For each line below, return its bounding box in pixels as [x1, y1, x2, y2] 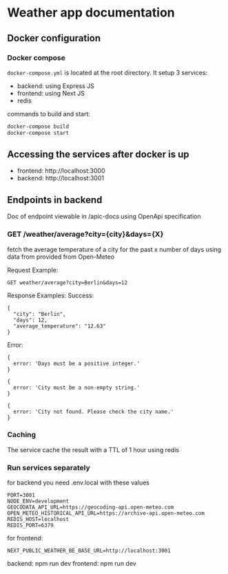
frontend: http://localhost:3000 [17, 167, 105, 175]
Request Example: [7, 266, 59, 274]
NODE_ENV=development [7, 498, 70, 505]
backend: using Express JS [17, 81, 95, 90]
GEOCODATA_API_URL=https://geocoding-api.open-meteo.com [7, 504, 174, 511]
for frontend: [7, 534, 43, 542]
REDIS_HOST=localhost [7, 516, 70, 523]
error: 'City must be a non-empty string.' [13, 384, 140, 391]
